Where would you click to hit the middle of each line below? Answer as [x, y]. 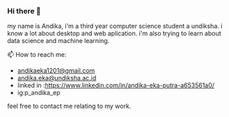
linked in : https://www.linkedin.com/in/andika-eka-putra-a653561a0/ [116, 85]
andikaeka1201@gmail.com [56, 71]
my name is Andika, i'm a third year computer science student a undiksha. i [115, 26]
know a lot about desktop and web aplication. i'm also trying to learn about [114, 33]
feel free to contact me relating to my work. [69, 106]
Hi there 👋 [24, 11]
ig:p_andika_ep [39, 93]
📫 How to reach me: [37, 55]
